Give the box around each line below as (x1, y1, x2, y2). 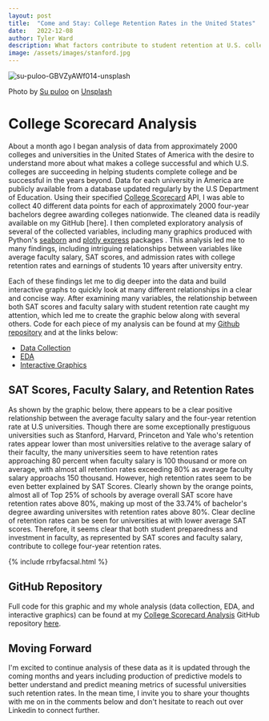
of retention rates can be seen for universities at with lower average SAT (8, 515, 247, 525)
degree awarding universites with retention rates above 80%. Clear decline (8, 507, 256, 516)
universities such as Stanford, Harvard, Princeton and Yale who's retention (8, 430, 254, 440)
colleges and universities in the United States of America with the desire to (8, 149, 255, 159)
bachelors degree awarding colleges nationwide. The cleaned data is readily (8, 210, 260, 219)
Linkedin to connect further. (8, 706, 100, 715)
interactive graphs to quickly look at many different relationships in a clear (8, 284, 252, 294)
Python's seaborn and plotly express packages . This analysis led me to (8, 234, 246, 245)
